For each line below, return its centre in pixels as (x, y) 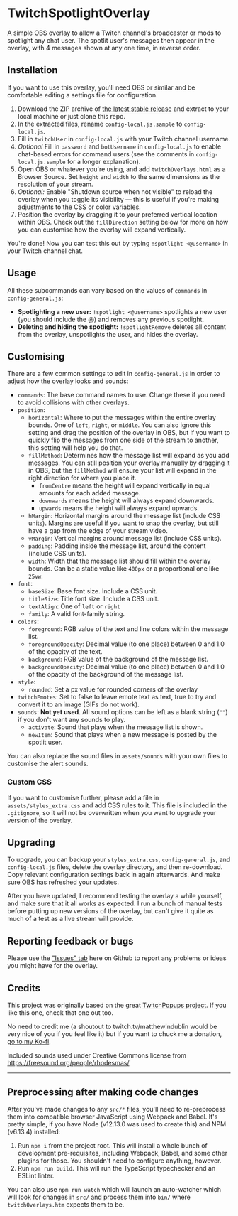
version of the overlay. (40, 820)
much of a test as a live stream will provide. (70, 919)
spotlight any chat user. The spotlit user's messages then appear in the (111, 40)
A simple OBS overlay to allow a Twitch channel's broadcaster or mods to (114, 33)
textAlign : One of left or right (74, 606)
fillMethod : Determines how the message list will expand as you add (129, 456)
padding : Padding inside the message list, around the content (117, 546)
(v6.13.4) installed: (34, 1131)
